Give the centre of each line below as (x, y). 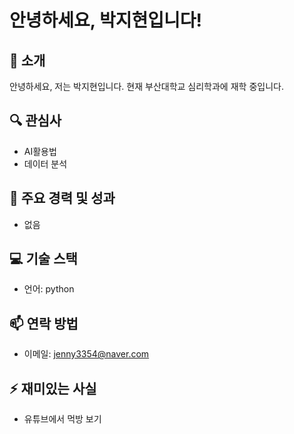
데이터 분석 (45, 163)
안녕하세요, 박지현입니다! (105, 20)
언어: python (49, 289)
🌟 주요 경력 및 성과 (62, 198)
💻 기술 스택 (43, 259)
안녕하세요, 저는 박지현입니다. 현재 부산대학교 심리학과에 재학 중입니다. (146, 86)
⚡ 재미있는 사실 (53, 388)
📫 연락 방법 (44, 323)
